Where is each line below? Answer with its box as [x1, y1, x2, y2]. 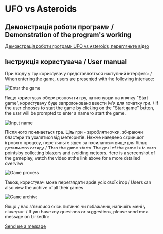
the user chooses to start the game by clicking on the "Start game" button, [5, 105, 155, 111]
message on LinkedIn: [5, 213, 50, 219]
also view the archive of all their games [5, 184, 84, 190]
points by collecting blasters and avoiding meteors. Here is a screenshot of [5, 150, 155, 156]
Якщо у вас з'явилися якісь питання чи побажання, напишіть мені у [5, 203, 146, 209]
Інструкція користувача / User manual [5, 58, 127, 66]
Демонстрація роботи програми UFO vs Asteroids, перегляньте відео [5, 43, 149, 49]
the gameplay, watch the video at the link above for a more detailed [5, 155, 140, 161]
